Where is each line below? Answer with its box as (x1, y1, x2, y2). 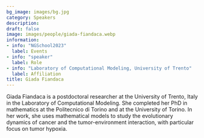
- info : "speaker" (6, 54, 53, 60)
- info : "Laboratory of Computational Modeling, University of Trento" (6, 65, 192, 71)
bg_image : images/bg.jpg (6, 8, 69, 15)
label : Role (12, 59, 43, 65)
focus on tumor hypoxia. (6, 125, 68, 133)
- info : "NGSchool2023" (6, 43, 67, 49)
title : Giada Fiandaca (6, 76, 64, 82)
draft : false (6, 25, 40, 32)
